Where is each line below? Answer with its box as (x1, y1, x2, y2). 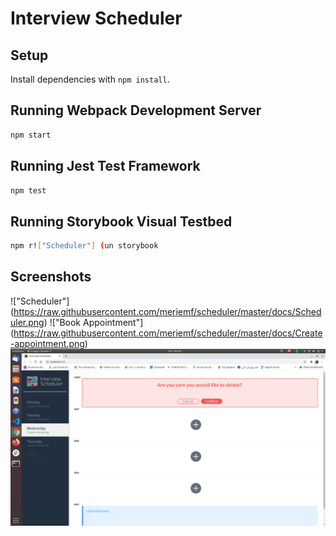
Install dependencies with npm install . (10, 73, 170, 85)
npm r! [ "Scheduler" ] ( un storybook (10, 241, 159, 251)
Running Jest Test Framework (10, 158, 201, 175)
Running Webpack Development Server (10, 102, 262, 119)
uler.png (10, 316, 45, 328)
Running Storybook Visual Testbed (10, 213, 233, 230)
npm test (10, 185, 47, 196)
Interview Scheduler (10, 7, 183, 30)
